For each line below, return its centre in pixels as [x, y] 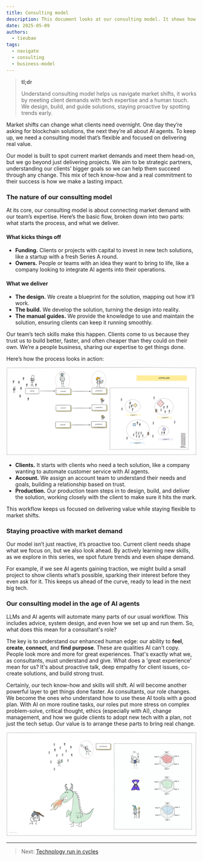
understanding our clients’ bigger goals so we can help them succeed [93, 168]
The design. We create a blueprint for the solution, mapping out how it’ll [105, 297]
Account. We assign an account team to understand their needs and [100, 477]
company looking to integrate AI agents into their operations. [90, 270]
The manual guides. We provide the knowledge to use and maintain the [105, 316]
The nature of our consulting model [59, 197]
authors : [17, 32]
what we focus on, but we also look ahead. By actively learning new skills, [98, 550]
